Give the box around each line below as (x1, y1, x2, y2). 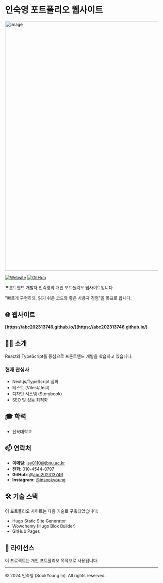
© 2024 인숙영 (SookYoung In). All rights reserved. (5, 573, 106, 579)
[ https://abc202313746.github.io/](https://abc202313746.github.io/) (5, 324, 148, 330)
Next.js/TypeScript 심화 (12, 379, 59, 384)
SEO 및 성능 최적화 (12, 397, 48, 402)
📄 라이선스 (5, 543, 35, 552)
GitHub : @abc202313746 (12, 472, 63, 478)
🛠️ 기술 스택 (5, 492, 38, 501)
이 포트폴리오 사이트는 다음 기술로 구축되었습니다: (5, 508, 98, 514)
